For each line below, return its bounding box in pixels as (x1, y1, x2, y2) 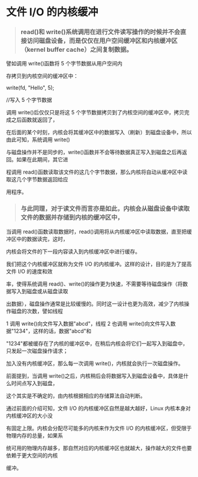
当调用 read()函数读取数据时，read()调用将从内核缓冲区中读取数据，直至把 (6, 228, 187, 235)
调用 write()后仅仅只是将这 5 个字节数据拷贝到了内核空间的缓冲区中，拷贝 (6, 109, 184, 116)
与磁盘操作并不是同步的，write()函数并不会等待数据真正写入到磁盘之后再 (6, 148, 183, 156)
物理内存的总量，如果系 (6, 432, 63, 439)
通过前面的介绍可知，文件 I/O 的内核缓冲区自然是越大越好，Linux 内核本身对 (6, 405, 191, 412)
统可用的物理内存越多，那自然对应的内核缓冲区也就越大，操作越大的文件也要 (6, 444, 192, 451)
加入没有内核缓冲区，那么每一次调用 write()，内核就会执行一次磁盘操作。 (6, 360, 184, 367)
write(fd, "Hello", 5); (6, 84, 55, 91)
